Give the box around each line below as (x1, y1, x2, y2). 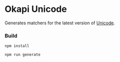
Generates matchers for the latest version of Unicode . (4, 20, 115, 26)
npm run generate (4, 52, 41, 58)
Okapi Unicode (4, 3, 67, 15)
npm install (4, 44, 29, 49)
